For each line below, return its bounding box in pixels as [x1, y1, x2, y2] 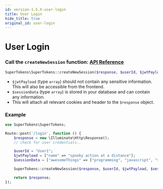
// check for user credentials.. [14, 140, 81, 145]
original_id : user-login [5, 20, 55, 26]
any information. [12, 94, 45, 100]
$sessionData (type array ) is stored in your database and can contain [12, 89, 150, 94]
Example [5, 111, 26, 118]
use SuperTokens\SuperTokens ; [5, 122, 66, 127]
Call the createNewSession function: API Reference [5, 59, 124, 65]
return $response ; [14, 175, 51, 180]
